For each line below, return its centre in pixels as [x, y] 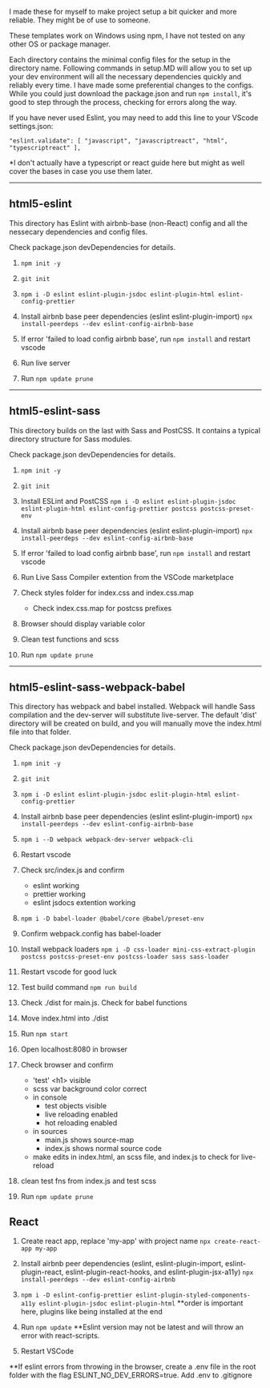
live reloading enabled [81, 1114]
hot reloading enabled [81, 1123]
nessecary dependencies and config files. [79, 231]
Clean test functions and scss [70, 639]
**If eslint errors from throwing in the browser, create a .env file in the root [133, 1367]
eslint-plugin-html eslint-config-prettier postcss [109, 509]
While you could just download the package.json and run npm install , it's [130, 94]
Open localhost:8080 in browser [74, 1049]
